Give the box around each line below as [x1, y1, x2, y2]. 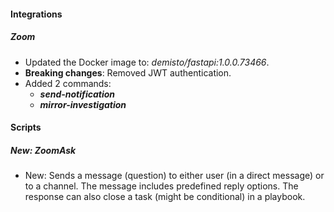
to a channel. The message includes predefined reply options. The [24, 180, 299, 192]
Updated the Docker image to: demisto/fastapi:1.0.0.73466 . [24, 56, 270, 68]
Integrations [10, 8, 63, 20]
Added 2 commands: [24, 77, 112, 89]
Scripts [10, 121, 42, 134]
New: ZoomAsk [10, 144, 77, 156]
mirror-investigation [39, 98, 127, 110]
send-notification [39, 88, 115, 100]
